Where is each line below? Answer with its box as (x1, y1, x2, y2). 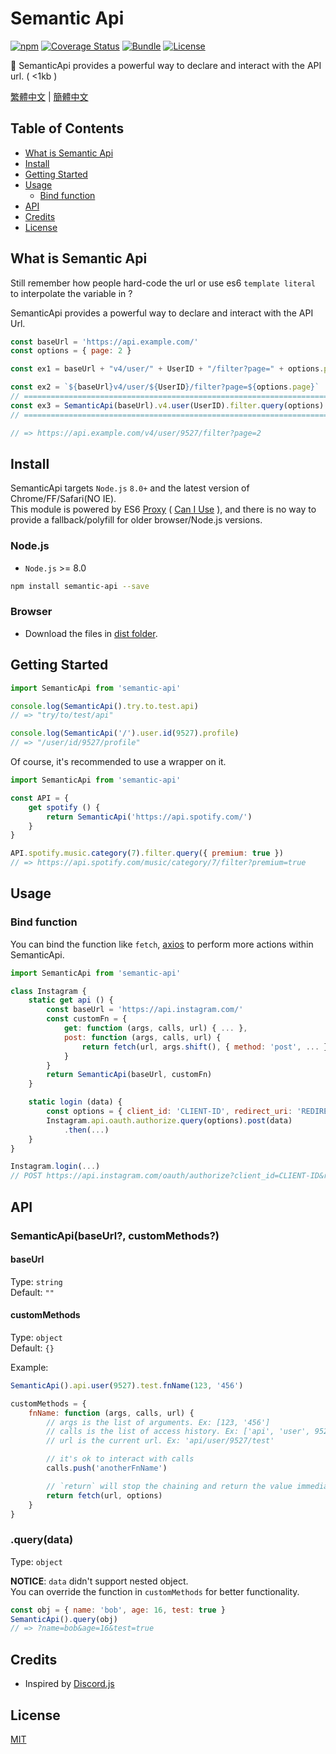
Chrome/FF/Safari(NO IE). (10, 493, 117, 505)
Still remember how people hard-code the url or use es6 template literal (10, 277, 316, 289)
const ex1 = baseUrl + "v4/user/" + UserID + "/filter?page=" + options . (10, 364, 325, 374)
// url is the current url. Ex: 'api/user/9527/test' (46, 1436, 275, 1446)
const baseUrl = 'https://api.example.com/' (10, 337, 199, 347)
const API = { (10, 793, 70, 803)
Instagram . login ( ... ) (10, 1162, 101, 1172)
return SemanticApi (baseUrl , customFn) (46, 1070, 213, 1080)
